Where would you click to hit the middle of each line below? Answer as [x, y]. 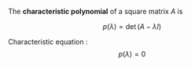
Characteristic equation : [48, 42]
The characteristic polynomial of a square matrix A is [95, 11]
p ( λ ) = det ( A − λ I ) [132, 26]
